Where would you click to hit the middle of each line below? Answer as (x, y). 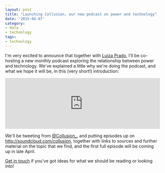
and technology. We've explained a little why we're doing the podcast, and (80, 66)
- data (12, 28)
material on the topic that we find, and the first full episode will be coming (80, 146)
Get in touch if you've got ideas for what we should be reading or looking (79, 161)
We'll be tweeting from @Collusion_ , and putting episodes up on (70, 136)
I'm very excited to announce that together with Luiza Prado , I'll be (72, 55)
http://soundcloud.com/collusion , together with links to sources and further (81, 141)
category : (15, 23)
